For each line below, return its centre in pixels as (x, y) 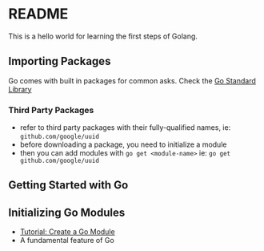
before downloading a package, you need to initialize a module (123, 144)
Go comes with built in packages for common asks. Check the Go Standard (132, 80)
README (38, 14)
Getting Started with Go (68, 185)
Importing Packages (60, 61)
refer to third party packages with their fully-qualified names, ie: (125, 128)
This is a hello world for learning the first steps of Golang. (103, 36)
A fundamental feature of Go (67, 241)
